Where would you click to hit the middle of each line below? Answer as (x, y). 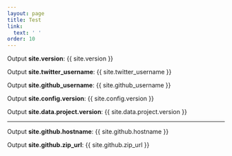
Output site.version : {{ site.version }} (60, 58)
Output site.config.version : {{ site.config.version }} (80, 99)
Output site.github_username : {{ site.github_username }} (89, 85)
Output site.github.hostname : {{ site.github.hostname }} (88, 132)
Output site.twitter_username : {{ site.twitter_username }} (89, 72)
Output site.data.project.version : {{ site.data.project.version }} (97, 112)
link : (15, 26)
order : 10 (21, 39)
